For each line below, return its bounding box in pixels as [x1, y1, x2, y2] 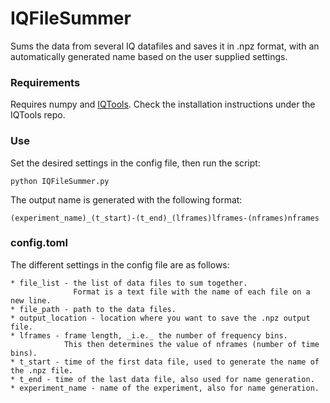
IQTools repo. [10, 109, 66, 121]
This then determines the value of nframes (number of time [63, 339, 320, 349]
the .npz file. [10, 365, 74, 376]
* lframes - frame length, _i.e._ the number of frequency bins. [10, 330, 288, 341]
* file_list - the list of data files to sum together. [10, 278, 248, 288]
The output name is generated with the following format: [10, 193, 243, 206]
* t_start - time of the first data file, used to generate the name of [10, 357, 320, 367]
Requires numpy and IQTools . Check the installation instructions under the [10, 98, 316, 111]
